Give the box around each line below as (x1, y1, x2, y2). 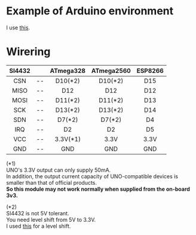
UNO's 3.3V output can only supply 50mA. (6, 166, 111, 173)
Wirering (6, 45, 51, 59)
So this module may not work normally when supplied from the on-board (6, 185, 190, 193)
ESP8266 (136, 66, 164, 75)
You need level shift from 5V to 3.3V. (6, 216, 96, 223)
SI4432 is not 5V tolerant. (6, 209, 70, 216)
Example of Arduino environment (6, 4, 174, 18)
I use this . (6, 24, 30, 31)
